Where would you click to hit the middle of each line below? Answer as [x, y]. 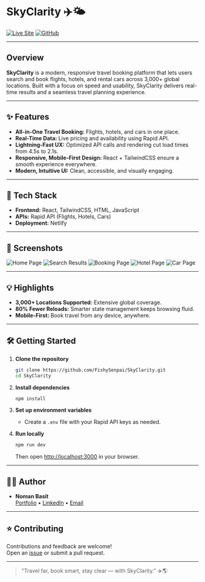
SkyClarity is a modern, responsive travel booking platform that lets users [99, 72]
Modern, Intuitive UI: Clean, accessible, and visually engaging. [94, 170]
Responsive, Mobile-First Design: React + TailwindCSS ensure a [97, 158]
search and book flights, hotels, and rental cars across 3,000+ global [93, 79]
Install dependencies [42, 387]
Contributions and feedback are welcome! [59, 546]
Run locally [30, 434]
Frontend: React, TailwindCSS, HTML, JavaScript [77, 210]
